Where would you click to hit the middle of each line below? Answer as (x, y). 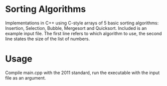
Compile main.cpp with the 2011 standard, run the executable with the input (83, 73)
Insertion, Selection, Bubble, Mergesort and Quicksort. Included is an (76, 28)
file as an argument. (26, 78)
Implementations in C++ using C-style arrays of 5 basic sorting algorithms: (82, 23)
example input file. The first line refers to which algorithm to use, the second (83, 33)
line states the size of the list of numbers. (48, 39)
